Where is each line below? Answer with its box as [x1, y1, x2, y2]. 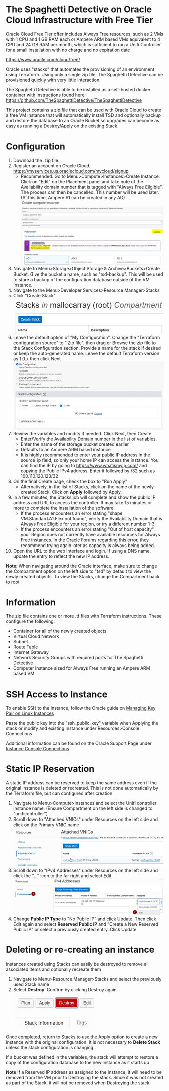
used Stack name [13, 981, 49, 987]
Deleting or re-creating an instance [6, 944, 155, 956]
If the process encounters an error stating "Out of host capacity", [20, 526, 155, 532]
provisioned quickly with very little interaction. [6, 77, 101, 83]
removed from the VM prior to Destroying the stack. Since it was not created [6, 1075, 163, 1081]
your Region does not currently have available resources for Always [20, 532, 160, 538]
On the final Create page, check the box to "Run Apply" [13, 478, 127, 485]
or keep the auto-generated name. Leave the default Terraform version [13, 350, 160, 356]
